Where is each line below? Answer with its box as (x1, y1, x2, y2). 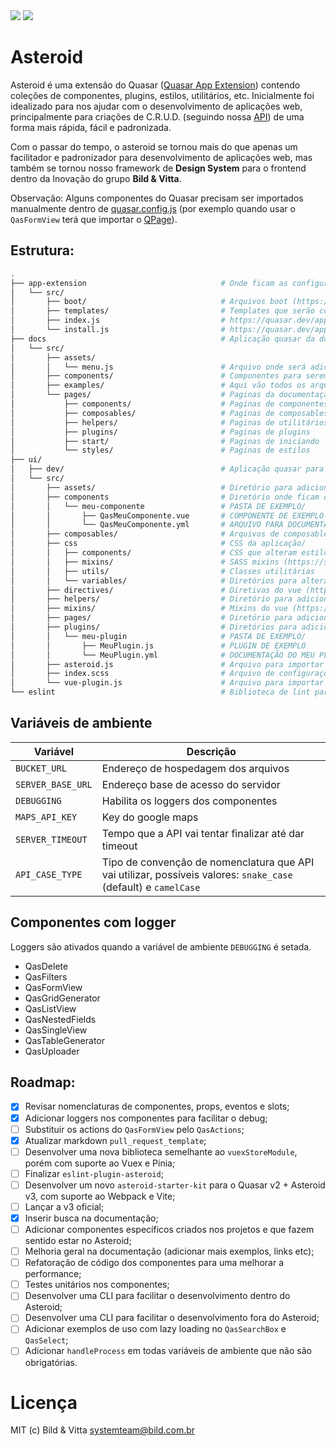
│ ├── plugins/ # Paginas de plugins (10, 427, 311, 437)
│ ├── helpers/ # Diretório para (10, 594, 293, 604)
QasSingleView (24, 1024, 88, 1036)
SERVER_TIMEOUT (15, 834, 88, 845)
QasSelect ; (24, 1334, 69, 1346)
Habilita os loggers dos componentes (101, 794, 278, 808)
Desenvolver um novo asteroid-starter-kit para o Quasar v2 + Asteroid (24, 1179, 326, 1191)
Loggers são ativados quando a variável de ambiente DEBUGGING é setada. (10, 940, 312, 953)
